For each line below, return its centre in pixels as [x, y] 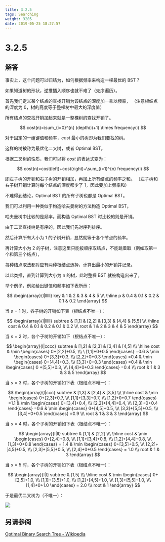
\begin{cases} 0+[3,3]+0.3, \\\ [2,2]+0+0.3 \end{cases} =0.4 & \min [83, 357]
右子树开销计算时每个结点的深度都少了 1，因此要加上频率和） [67, 185]
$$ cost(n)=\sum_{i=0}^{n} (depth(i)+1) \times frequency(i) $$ [83, 128]
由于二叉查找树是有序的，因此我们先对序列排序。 [55, 227]
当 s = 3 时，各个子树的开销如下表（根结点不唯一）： [58, 383]
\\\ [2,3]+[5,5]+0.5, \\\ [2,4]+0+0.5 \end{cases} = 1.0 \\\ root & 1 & [93, 450]
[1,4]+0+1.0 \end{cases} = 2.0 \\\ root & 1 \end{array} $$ [83, 485]
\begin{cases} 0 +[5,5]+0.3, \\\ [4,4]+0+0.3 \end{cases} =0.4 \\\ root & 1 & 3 [83, 367]
